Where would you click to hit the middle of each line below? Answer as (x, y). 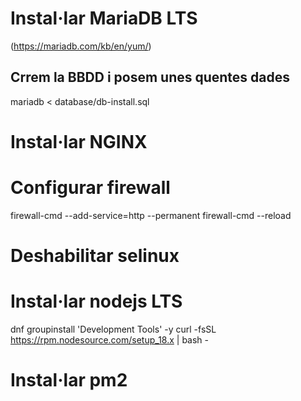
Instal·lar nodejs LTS (96, 301)
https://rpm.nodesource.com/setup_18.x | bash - (110, 340)
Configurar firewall (90, 188)
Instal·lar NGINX (79, 141)
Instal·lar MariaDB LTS (104, 18)
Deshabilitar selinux (95, 256)
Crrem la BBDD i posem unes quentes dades (150, 77)
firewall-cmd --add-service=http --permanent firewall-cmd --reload (151, 215)
